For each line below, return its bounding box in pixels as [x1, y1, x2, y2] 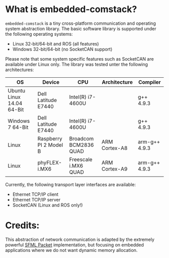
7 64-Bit [8, 124, 29, 131]
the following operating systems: [5, 31, 73, 37]
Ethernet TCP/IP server [12, 196, 61, 202]
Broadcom [69, 135, 94, 142]
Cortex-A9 [101, 165, 128, 172]
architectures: [5, 67, 34, 73]
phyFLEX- [37, 159, 62, 166]
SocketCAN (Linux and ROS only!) [12, 202, 83, 208]
